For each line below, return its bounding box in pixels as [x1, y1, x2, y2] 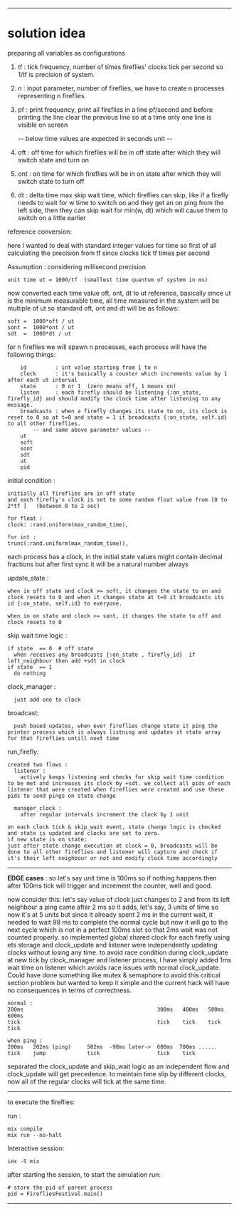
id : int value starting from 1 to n [20, 364, 158, 371]
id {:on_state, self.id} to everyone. [7, 600, 122, 607]
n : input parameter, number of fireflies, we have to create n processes [17, 83, 225, 93]
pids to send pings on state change [7, 792, 116, 799]
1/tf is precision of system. [17, 70, 95, 78]
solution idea [7, 26, 86, 41]
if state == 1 [7, 663, 53, 670]
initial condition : [7, 476, 55, 484]
